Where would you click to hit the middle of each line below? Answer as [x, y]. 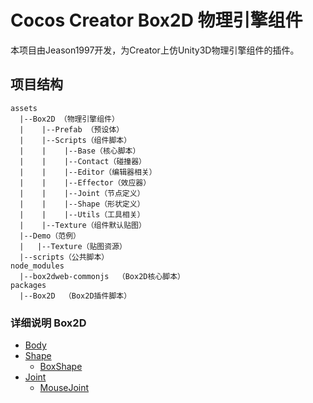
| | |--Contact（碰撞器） [83, 161]
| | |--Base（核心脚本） [80, 151]
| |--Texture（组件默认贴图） [83, 225]
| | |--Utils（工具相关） [82, 214]
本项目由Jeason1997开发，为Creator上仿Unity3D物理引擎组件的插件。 [155, 50]
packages [28, 285]
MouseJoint [64, 388]
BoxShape [61, 367]
